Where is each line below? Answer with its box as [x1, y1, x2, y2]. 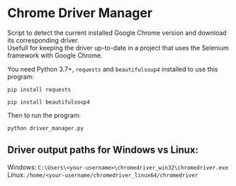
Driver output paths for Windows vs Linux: [7, 144, 199, 156]
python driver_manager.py [7, 124, 84, 132]
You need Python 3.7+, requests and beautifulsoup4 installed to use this [7, 65, 218, 73]
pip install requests [7, 86, 72, 93]
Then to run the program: [7, 111, 82, 119]
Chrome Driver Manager [7, 5, 153, 21]
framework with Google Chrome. [7, 51, 103, 60]
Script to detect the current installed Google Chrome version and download [7, 28, 227, 37]
